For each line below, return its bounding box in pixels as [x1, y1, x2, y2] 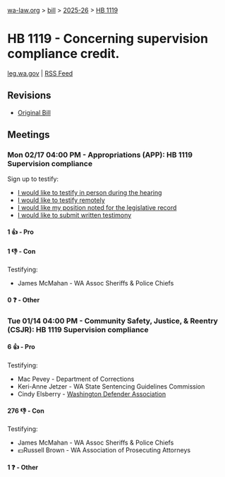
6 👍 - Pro [7, 343, 35, 351]
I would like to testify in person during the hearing [17, 189, 162, 197]
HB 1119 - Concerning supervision [7, 31, 209, 47]
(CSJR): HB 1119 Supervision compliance [7, 324, 149, 334]
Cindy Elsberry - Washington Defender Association [17, 389, 166, 398]
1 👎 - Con [7, 247, 36, 255]
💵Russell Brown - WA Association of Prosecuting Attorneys [17, 446, 191, 454]
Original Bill [17, 108, 51, 117]
